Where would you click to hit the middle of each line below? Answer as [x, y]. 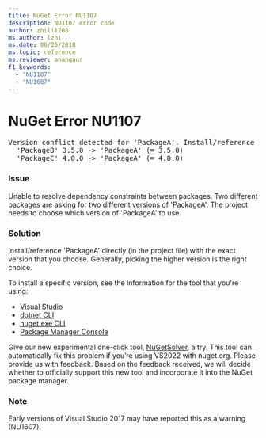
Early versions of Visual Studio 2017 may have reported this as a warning [127, 419]
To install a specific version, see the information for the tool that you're [123, 283]
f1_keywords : [30, 67]
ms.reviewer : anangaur [46, 60]
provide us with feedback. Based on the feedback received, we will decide [130, 364]
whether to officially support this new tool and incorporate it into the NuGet [131, 372]
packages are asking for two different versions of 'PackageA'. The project [128, 204]
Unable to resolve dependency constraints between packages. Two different [133, 196]
